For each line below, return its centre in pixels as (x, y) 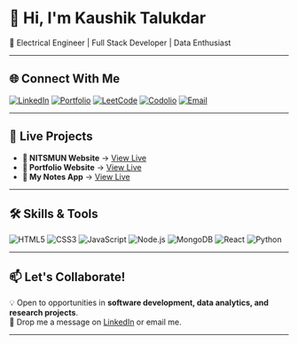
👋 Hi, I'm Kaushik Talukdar (108, 18)
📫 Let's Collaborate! (67, 277)
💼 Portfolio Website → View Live (82, 167)
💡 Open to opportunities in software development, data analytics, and (139, 303)
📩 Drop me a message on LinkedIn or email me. (95, 322)
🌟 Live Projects (51, 137)
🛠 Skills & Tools (54, 213)
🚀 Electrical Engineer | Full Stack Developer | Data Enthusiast (120, 43)
